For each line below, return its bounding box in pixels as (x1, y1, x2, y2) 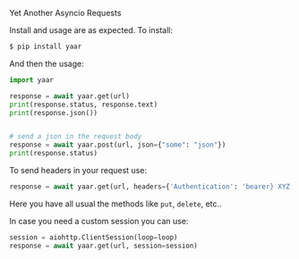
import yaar (9, 75, 54, 84)
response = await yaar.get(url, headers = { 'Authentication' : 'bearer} (9, 182, 275, 191)
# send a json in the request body (9, 132, 142, 141)
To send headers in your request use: (9, 165, 148, 175)
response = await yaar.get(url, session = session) (9, 241, 199, 250)
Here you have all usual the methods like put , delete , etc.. (9, 198, 222, 209)
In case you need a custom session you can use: (9, 215, 189, 226)
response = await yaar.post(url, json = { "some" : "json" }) (9, 140, 226, 150)
